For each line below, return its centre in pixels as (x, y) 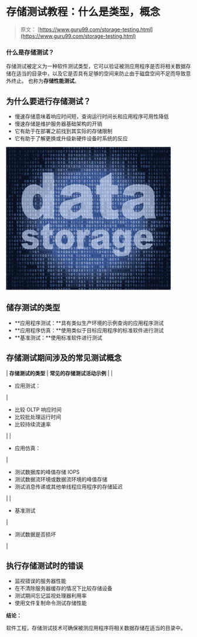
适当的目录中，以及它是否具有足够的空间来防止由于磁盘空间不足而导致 (101, 73)
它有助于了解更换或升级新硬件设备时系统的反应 (71, 139)
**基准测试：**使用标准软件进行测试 (58, 338)
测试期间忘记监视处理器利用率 (50, 596)
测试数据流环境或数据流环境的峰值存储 (61, 479)
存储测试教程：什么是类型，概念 (83, 12)
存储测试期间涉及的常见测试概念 (64, 358)
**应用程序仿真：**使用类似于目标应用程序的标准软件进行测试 (89, 330)
